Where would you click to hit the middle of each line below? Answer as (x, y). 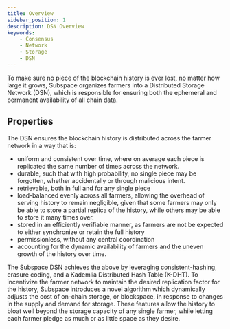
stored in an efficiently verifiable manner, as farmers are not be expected (120, 224)
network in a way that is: (42, 145)
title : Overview (30, 13)
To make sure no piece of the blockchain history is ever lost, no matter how (113, 78)
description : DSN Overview (46, 26)
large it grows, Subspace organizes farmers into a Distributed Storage (106, 85)
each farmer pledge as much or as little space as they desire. (94, 318)
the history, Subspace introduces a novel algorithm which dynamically (106, 289)
